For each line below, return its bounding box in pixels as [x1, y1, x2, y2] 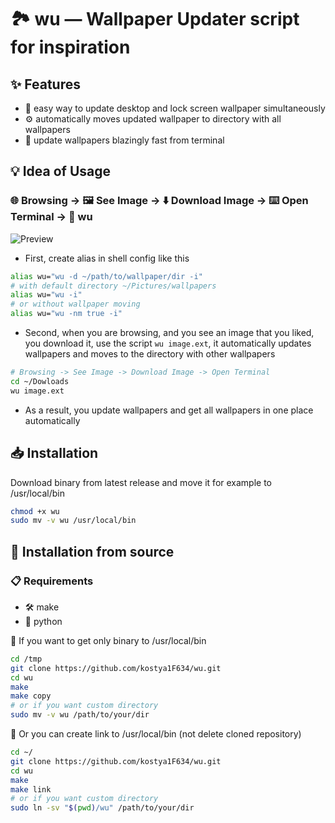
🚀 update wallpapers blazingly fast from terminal [24, 134, 225, 146]
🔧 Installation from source [10, 543, 175, 560]
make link [10, 784, 52, 795]
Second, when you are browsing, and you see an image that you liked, [24, 327, 315, 339]
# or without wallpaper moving [10, 299, 141, 310]
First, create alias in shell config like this [24, 252, 190, 264]
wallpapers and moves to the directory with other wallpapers [24, 348, 276, 360]
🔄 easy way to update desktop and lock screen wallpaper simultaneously [24, 102, 326, 114]
